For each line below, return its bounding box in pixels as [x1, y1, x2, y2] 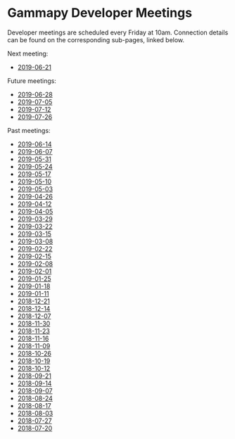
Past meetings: [7, 126, 51, 134]
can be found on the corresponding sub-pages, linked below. [7, 35, 185, 44]
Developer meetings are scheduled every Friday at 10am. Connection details [7, 28, 229, 37]
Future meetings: [7, 76, 56, 85]
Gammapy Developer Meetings [7, 5, 192, 21]
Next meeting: [7, 49, 49, 58]
